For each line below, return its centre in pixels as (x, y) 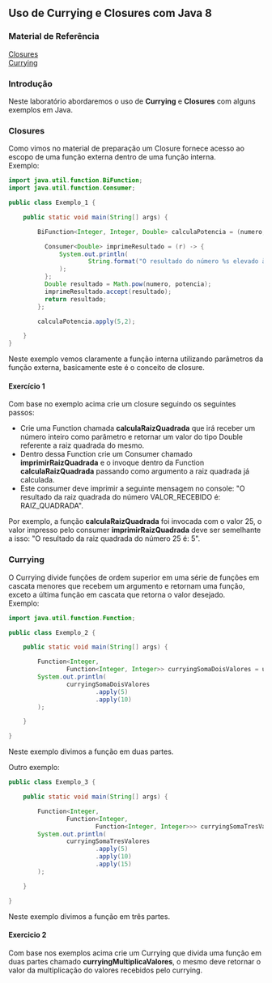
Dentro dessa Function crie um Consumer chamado (106, 454)
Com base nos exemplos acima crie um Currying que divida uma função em (135, 953)
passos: (21, 413)
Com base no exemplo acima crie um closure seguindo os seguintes (122, 404)
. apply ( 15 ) (113, 864)
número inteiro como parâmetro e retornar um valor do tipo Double (132, 437)
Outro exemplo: (34, 768)
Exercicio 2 (28, 935)
